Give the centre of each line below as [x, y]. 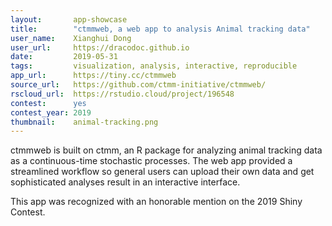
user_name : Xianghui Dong [71, 38]
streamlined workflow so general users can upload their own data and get [162, 172]
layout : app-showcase [69, 19]
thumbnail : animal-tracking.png [84, 122]
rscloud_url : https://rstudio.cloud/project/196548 [122, 94]
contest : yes [48, 103]
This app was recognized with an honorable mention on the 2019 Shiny [156, 202]
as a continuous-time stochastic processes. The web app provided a [151, 161]
